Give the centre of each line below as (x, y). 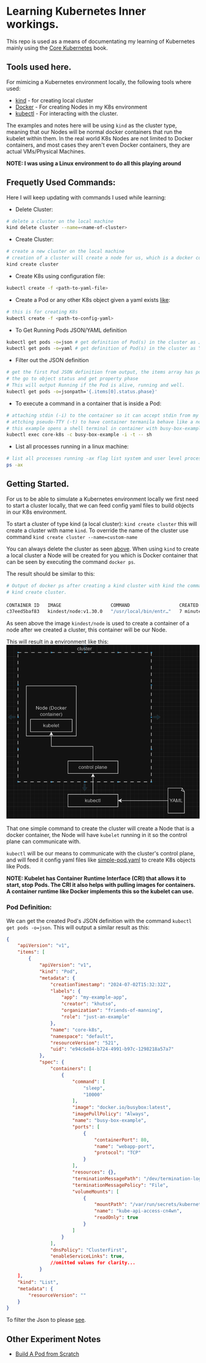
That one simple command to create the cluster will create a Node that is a (101, 828)
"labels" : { (65, 991)
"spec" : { (51, 1062)
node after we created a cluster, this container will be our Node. (87, 630)
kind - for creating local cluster (54, 100)
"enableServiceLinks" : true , (87, 1256)
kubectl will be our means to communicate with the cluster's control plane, (101, 854)
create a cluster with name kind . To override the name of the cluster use (97, 530)
